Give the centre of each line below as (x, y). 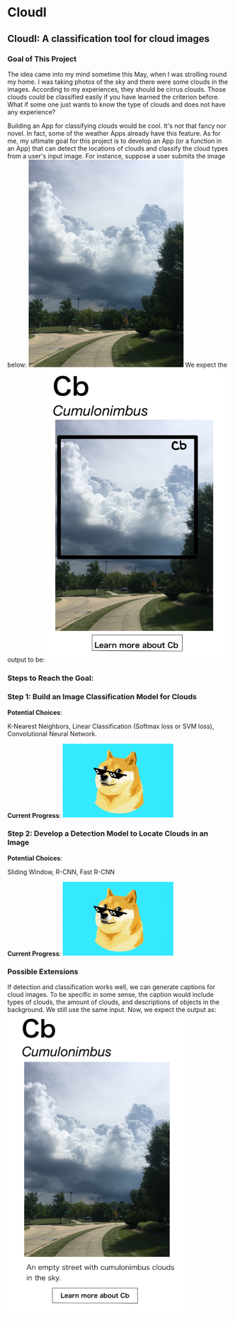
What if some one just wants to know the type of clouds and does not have (116, 104)
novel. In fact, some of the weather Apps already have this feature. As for (114, 133)
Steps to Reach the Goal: (51, 678)
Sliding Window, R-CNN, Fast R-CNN (61, 872)
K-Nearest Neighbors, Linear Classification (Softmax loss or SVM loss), (111, 726)
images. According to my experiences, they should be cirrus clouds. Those (117, 89)
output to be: (26, 659)
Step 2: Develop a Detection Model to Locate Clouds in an (108, 834)
